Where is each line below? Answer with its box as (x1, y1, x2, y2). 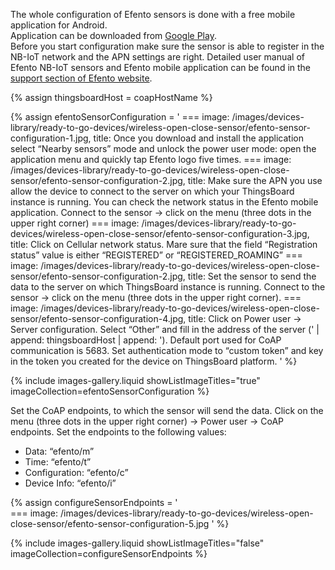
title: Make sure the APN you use (187, 175, 323, 186)
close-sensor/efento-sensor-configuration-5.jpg (10, 518, 210, 529)
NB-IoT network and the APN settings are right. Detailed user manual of (10, 51, 306, 63)
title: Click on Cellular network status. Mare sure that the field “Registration (10, 239, 318, 250)
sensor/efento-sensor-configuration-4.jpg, (10, 313, 187, 324)
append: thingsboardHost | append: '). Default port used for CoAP (10, 334, 282, 346)
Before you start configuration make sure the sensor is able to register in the (10, 40, 325, 52)
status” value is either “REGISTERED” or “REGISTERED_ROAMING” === (10, 249, 303, 261)
